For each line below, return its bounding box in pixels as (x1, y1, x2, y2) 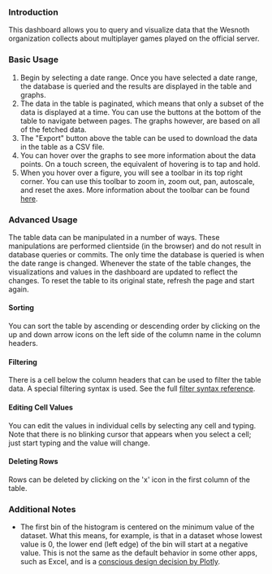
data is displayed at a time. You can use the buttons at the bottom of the (19, 107, 261, 116)
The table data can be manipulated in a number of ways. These (8, 232, 220, 242)
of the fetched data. (19, 125, 87, 134)
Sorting (8, 303, 35, 313)
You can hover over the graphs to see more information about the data (19, 150, 257, 160)
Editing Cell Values (8, 402, 73, 412)
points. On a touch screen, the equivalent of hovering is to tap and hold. (19, 159, 261, 169)
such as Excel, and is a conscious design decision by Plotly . (19, 557, 221, 566)
